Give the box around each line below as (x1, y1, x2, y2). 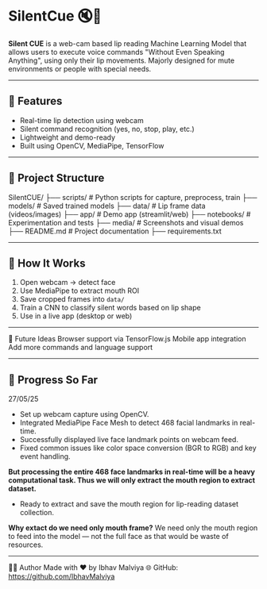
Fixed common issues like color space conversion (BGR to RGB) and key (19, 443, 257, 453)
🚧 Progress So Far (8, 373, 98, 387)
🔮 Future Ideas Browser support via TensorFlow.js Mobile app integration (8, 334, 246, 344)
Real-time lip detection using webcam (19, 115, 145, 125)
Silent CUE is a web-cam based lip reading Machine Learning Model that (8, 38, 247, 48)
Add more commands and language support (8, 343, 153, 352)
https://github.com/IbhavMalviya (8, 572, 115, 581)
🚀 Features (8, 94, 63, 108)
